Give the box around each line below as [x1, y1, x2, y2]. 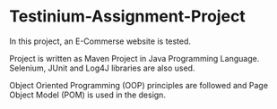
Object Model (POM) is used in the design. [9, 89, 166, 100]
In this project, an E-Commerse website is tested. [9, 36, 191, 46]
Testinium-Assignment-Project [9, 6, 247, 27]
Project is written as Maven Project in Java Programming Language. [9, 53, 260, 63]
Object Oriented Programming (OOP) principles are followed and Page [9, 80, 269, 90]
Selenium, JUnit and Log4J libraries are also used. [9, 63, 195, 73]
